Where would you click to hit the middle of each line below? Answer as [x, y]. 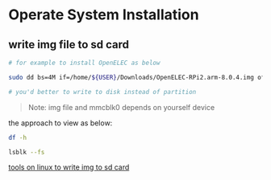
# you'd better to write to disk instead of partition [102, 92]
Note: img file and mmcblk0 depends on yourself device [121, 107]
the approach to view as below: [60, 123]
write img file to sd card [69, 45]
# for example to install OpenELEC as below [84, 63]
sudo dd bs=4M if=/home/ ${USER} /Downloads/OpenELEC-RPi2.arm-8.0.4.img [131, 77]
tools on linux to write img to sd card [69, 167]
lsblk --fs [27, 152]
